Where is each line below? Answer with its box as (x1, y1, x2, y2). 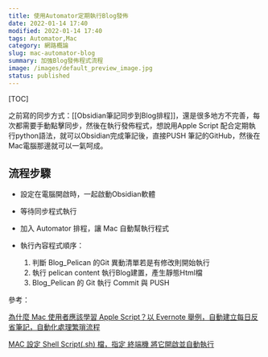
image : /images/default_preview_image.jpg (8, 64, 153, 73)
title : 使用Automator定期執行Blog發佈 (8, 11, 129, 20)
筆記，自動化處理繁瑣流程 (14, 322, 101, 332)
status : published (8, 72, 70, 80)
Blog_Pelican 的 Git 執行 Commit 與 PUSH (31, 278, 170, 288)
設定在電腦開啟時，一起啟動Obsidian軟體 (19, 189, 155, 199)
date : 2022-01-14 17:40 (8, 19, 89, 27)
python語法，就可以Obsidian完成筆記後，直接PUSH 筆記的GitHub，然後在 (14, 131, 261, 140)
